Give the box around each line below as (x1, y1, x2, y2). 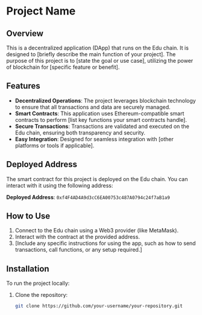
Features (6, 81, 40, 91)
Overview (6, 28, 44, 39)
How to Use (6, 211, 51, 221)
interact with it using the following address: (6, 182, 113, 189)
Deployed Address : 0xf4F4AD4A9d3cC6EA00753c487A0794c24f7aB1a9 (6, 193, 170, 200)
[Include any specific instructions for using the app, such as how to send (14, 240, 196, 247)
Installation (6, 264, 49, 274)
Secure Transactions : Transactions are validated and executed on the (14, 122, 190, 130)
